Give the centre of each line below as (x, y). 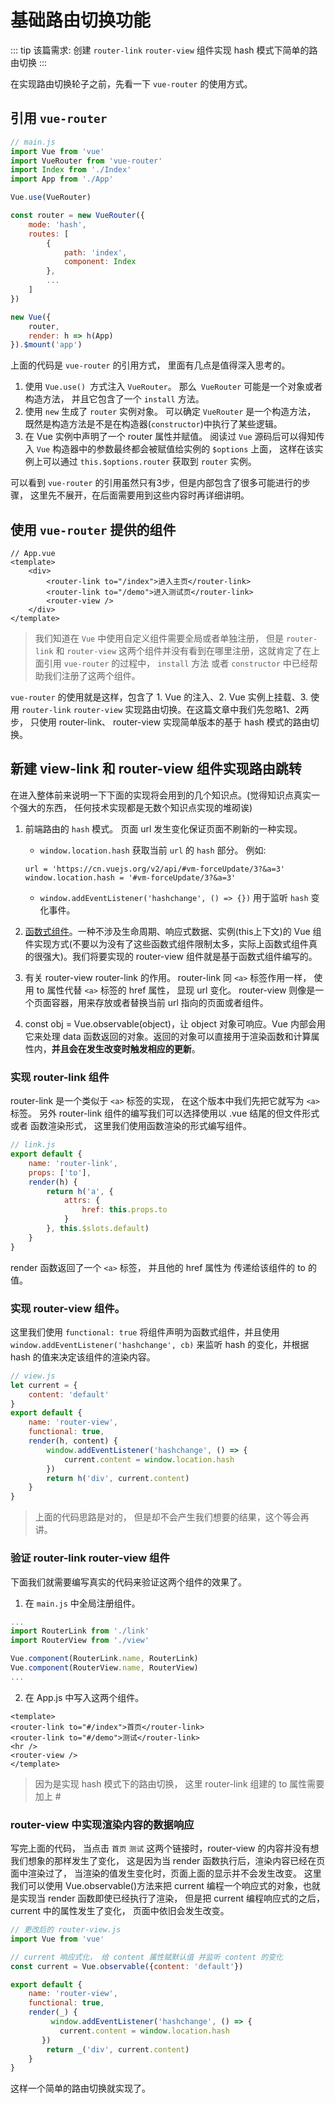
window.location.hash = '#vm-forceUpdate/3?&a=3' (130, 877)
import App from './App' (62, 179)
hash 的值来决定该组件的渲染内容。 (83, 1357)
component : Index (100, 262)
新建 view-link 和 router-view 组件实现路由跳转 (156, 769)
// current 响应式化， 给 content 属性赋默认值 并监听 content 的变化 (146, 1957)
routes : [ (49, 234)
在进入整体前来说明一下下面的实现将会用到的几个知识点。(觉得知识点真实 (161, 795)
